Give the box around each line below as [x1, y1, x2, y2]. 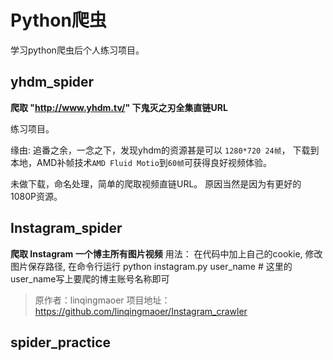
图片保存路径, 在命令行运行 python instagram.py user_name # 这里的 [10, 260, 293, 272]
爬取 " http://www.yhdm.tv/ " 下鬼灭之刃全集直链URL [10, 101, 228, 113]
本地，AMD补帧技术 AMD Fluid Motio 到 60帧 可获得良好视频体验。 [10, 156, 273, 168]
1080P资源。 [10, 190, 63, 202]
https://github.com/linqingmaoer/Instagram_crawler [34, 305, 248, 317]
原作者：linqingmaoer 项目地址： [34, 294, 171, 306]
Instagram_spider [10, 220, 123, 237]
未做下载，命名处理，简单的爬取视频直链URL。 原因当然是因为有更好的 [10, 177, 302, 190]
